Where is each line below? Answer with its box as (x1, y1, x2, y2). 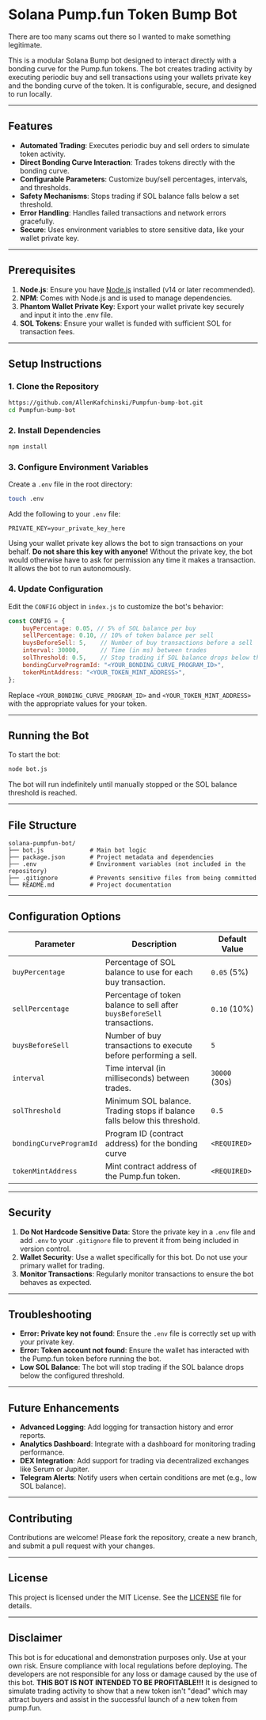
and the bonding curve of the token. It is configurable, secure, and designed (8, 81, 257, 90)
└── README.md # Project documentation (8, 881, 172, 889)
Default (218, 933, 247, 944)
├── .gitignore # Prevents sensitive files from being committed (8, 874, 257, 883)
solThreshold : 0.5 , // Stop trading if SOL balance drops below (22, 654, 249, 662)
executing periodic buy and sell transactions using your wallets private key (8, 72, 252, 82)
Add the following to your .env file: (8, 509, 121, 519)
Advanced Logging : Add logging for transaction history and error (19, 1422, 234, 1432)
